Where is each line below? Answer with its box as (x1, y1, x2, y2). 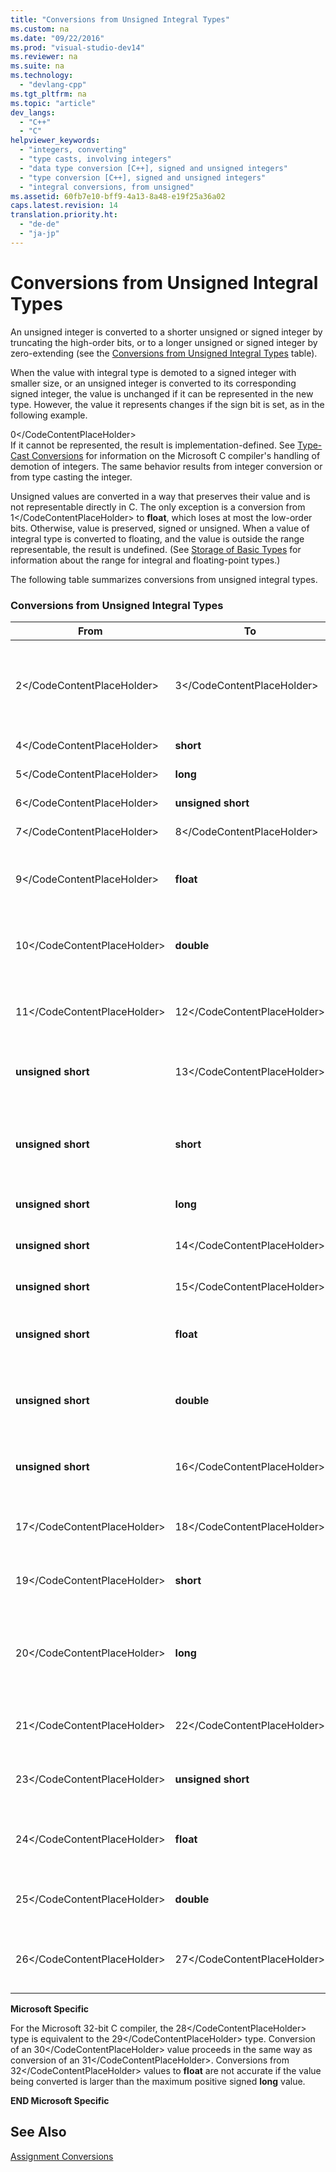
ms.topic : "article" (10, 98, 97, 108)
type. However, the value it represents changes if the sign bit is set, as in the (10, 398, 325, 410)
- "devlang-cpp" (19, 80, 87, 90)
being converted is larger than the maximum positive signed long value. (10, 2075, 306, 2087)
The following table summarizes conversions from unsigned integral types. (10, 573, 318, 585)
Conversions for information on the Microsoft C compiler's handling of (31, 449, 321, 461)
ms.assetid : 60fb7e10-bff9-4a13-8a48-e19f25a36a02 (10, 191, 226, 201)
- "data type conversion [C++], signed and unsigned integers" (19, 163, 288, 173)
